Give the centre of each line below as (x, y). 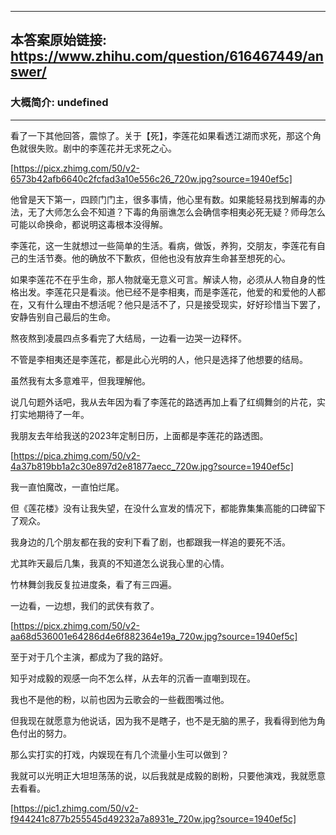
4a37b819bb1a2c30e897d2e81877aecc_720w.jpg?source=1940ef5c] (152, 466)
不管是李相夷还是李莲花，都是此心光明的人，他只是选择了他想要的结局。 (159, 359)
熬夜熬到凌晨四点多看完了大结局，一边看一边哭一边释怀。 (128, 338)
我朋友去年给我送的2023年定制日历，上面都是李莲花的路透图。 (139, 435)
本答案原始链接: (59, 40)
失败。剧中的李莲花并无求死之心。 (106, 148)
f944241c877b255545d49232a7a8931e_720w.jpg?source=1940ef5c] (153, 818)
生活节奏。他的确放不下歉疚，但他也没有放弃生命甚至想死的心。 (159, 258)
